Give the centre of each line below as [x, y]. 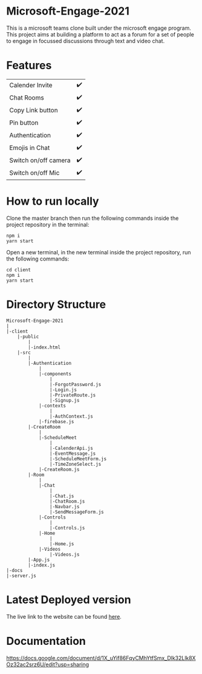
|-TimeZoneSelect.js [75, 464]
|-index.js [42, 565]
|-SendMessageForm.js [77, 512]
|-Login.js [63, 390]
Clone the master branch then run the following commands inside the [93, 218]
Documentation [46, 641]
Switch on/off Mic [34, 173]
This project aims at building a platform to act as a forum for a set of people [100, 34]
